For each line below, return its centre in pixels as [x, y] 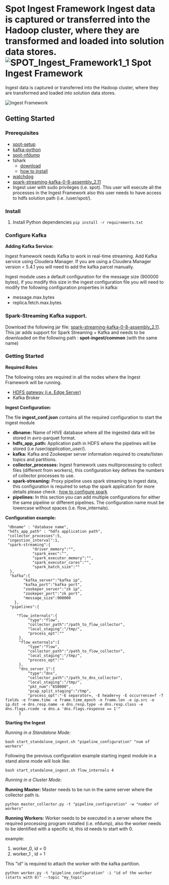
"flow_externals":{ [39, 642]
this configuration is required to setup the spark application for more [83, 486]
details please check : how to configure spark [60, 492]
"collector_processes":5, [35, 536]
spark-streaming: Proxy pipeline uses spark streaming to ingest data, [85, 481]
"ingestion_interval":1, [33, 540]
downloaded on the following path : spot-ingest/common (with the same [81, 338]
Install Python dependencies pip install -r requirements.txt [78, 222]
